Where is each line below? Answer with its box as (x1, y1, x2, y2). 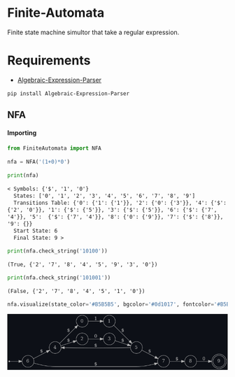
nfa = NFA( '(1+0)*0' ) (7, 159, 71, 166)
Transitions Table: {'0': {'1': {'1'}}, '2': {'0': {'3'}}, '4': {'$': (13, 199, 227, 207)
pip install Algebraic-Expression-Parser (7, 90, 130, 97)
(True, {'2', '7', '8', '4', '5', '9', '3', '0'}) (7, 261, 158, 268)
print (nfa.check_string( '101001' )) (7, 274, 111, 281)
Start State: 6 (13, 227, 58, 235)
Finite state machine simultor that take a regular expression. (7, 28, 180, 36)
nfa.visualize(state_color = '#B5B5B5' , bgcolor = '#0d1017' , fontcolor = (7, 301, 215, 308)
